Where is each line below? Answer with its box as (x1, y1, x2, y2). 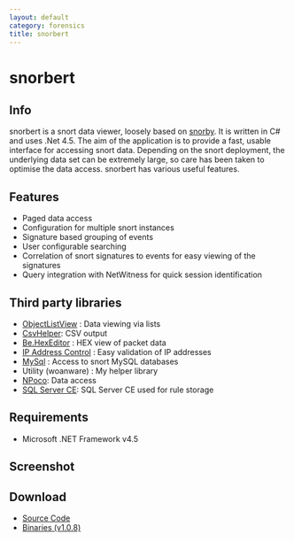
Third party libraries (9, 295, 122, 310)
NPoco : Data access (21, 375, 97, 385)
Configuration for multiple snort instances (21, 222, 174, 233)
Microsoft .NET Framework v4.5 (21, 433, 139, 444)
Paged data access (21, 213, 93, 224)
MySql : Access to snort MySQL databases (21, 356, 179, 367)
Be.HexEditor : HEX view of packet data (21, 337, 166, 348)
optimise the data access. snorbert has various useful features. (9, 164, 240, 174)
